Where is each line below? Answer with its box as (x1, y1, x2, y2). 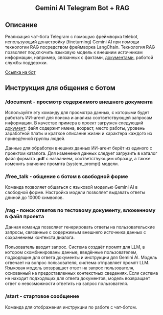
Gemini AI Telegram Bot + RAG (35, 4, 130, 12)
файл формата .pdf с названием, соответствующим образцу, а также (5, 155, 151, 161)
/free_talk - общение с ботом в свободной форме (5, 173, 128, 180)
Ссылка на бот (5, 69, 36, 75)
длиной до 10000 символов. (5, 195, 64, 200)
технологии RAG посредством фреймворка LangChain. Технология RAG (5, 44, 155, 50)
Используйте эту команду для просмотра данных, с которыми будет (5, 109, 150, 115)
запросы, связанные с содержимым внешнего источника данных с (5, 229, 146, 235)
